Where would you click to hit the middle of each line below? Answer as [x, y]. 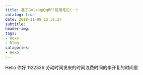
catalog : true [20, 15]
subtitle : [16, 24]
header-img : [18, 29]
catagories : [18, 48]
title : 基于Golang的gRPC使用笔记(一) [42, 10]
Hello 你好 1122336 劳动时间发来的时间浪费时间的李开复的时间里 [72, 67]
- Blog [12, 43]
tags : [11, 33]
